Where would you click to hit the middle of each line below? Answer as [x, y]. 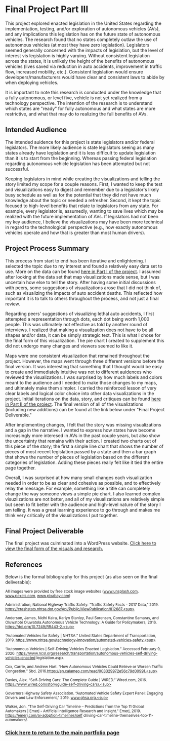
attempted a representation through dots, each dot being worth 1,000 [77, 319]
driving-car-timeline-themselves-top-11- [118, 716]
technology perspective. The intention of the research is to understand [79, 103]
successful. [17, 169]
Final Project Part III [47, 9]
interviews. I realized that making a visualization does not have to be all [79, 330]
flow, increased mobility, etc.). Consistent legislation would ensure [74, 71]
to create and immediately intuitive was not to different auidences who [78, 372]
